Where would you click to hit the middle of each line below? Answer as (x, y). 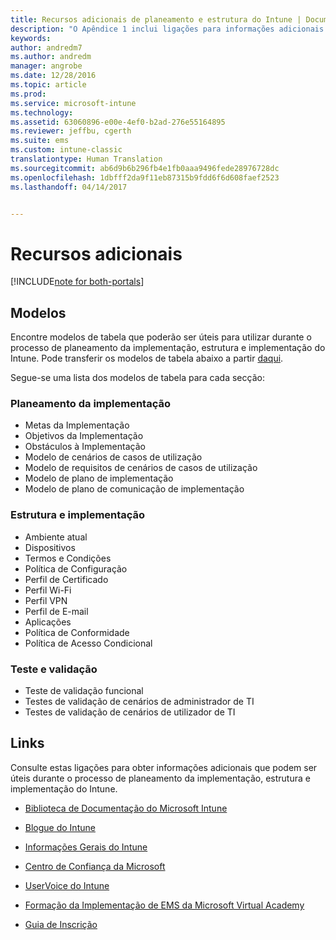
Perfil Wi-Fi (48, 590)
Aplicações (48, 622)
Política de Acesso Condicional (88, 643)
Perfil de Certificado (66, 579)
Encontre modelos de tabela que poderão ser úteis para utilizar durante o (161, 337)
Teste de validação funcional (84, 691)
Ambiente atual (56, 537)
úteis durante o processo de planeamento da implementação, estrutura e (160, 778)
